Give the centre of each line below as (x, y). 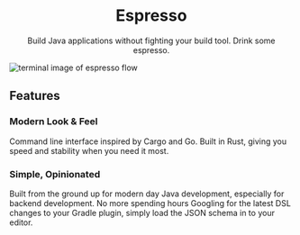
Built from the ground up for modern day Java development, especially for (147, 194)
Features (35, 96)
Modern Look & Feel (54, 122)
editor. (21, 222)
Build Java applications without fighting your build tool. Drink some (151, 41)
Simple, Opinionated (55, 174)
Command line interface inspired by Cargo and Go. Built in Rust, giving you (148, 141)
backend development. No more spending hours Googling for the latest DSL (150, 203)
